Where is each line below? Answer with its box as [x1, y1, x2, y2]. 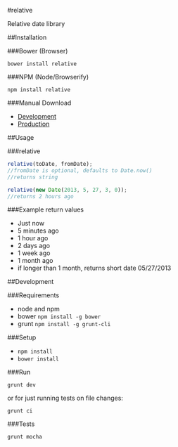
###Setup [7, 333, 37, 342]
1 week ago [17, 249, 51, 257]
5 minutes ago [17, 226, 60, 235]
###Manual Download [7, 98, 72, 107]
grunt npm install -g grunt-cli [17, 320, 111, 328]
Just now [17, 219, 44, 228]
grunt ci [7, 408, 33, 415]
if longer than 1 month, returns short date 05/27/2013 [17, 264, 172, 273]
